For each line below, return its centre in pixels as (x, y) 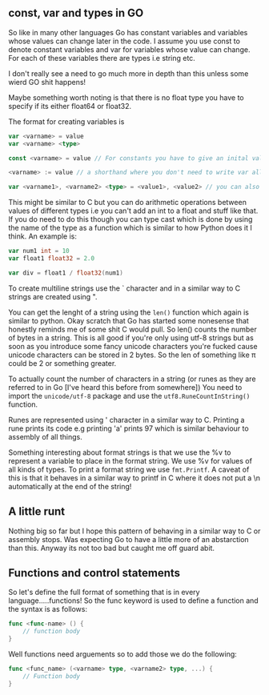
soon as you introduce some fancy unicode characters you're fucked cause (133, 346)
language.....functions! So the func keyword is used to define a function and (133, 601)
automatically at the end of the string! (70, 486)
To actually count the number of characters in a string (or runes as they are (132, 379)
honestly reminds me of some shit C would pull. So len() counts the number (133, 329)
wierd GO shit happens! (47, 82)
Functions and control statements (94, 573)
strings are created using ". (53, 296)
